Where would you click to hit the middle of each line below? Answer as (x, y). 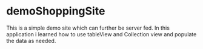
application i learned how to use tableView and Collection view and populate (101, 34)
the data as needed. (31, 41)
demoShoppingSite (56, 11)
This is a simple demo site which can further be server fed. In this (88, 28)
